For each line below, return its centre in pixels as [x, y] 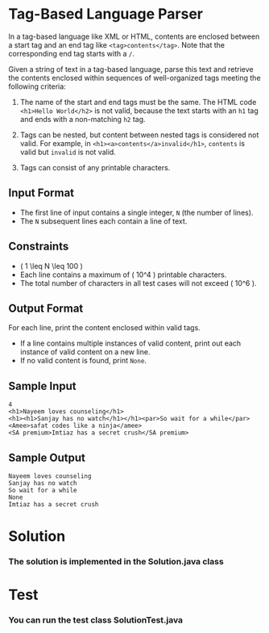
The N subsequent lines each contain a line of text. [103, 221]
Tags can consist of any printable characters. [95, 167]
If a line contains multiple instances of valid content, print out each [130, 343]
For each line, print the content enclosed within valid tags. [105, 328]
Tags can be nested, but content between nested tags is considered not [139, 135]
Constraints [39, 247]
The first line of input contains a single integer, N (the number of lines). [137, 212]
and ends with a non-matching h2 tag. [83, 119]
